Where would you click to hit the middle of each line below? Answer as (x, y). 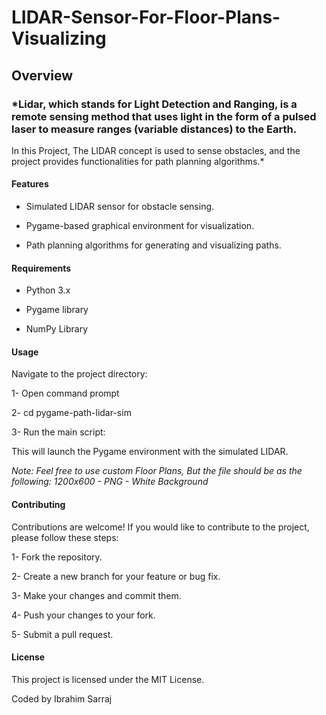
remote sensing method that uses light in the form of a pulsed (164, 116)
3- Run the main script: (58, 432)
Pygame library (57, 310)
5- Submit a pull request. (62, 634)
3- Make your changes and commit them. (96, 595)
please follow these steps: (65, 537)
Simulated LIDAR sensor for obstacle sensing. (120, 207)
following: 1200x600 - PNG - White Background (110, 482)
